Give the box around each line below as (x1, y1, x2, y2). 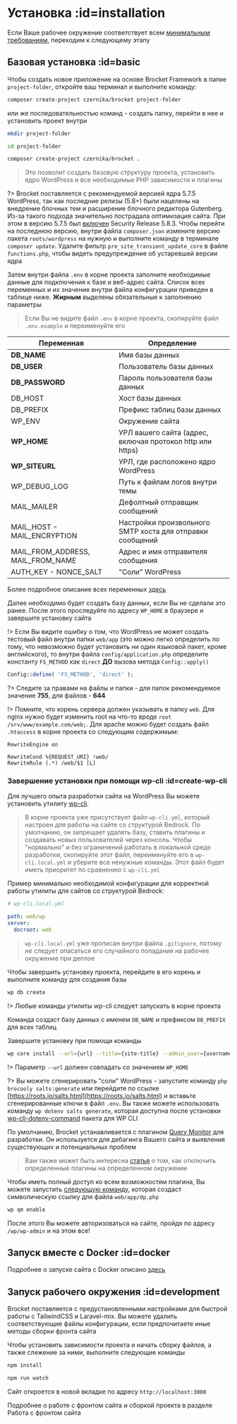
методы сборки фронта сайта (7, 1327, 97, 1336)
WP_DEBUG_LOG (11, 482, 68, 492)
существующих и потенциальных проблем (7, 1143, 136, 1151)
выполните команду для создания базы (7, 975, 127, 983)
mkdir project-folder (7, 130, 71, 137)
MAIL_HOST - (11, 522, 58, 532)
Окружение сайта (119, 416, 180, 426)
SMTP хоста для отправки (119, 527, 208, 537)
